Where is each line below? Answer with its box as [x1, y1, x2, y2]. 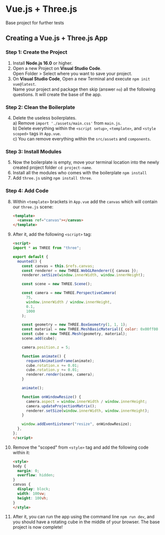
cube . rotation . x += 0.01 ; [26, 363, 79, 368]
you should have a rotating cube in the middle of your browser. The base [12, 519, 160, 525]
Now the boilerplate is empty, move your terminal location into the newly [12, 159, 159, 166]
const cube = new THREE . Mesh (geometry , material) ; [22, 332, 128, 336]
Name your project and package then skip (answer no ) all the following [12, 86, 156, 92]
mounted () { [17, 259, 42, 264]
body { [12, 464, 27, 468]
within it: [12, 449, 30, 455]
